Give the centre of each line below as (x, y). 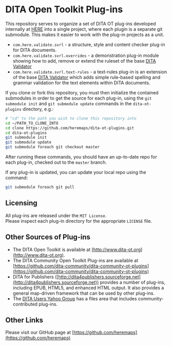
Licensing (21, 203)
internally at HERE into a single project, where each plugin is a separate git (84, 29)
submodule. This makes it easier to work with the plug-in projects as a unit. (85, 34)
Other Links (24, 320)
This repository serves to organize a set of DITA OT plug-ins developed (81, 24)
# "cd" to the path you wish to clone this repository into (71, 118)
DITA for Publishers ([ (35, 277)
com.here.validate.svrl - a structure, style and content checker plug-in (89, 44)
